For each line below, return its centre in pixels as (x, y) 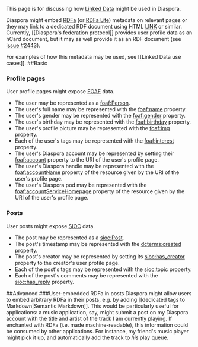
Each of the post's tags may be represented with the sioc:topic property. (103, 269)
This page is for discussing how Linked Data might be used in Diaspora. (94, 9)
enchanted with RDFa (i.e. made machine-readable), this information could (97, 325)
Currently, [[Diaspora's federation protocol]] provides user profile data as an (99, 33)
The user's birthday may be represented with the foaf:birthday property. (103, 122)
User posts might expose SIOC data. (50, 226)
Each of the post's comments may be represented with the (86, 275)
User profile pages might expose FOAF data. (60, 92)
